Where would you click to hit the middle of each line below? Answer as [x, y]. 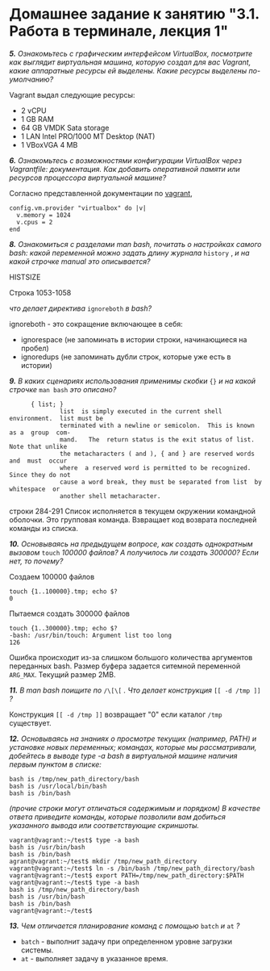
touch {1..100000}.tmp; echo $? [63, 591]
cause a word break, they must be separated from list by [161, 482]
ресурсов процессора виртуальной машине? [88, 178]
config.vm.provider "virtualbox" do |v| [78, 208]
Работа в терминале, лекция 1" [119, 31]
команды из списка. [44, 528]
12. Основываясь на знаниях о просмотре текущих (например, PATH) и [133, 739]
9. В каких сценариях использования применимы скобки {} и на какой [133, 381]
